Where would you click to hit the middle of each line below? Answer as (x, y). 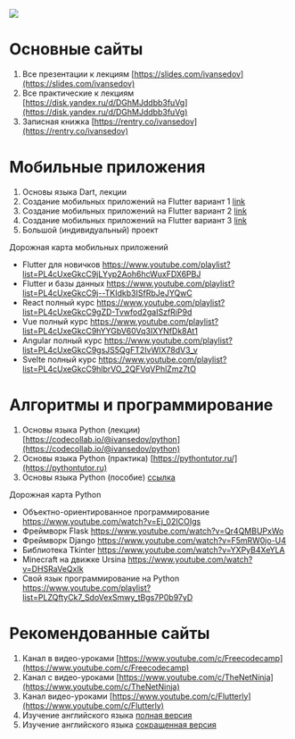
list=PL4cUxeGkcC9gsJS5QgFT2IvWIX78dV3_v (110, 349)
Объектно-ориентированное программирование (116, 512)
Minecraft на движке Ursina (74, 559)
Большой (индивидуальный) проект (90, 230)
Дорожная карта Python (55, 494)
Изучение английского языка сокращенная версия (119, 725)
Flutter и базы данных (63, 283)
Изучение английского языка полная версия (107, 715)
